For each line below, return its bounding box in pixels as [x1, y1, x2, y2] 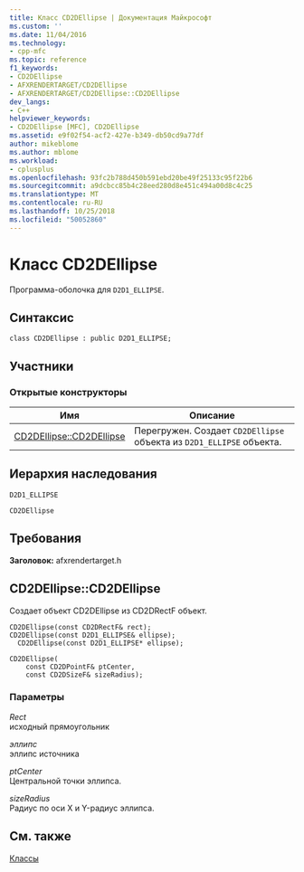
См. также [9, 829, 72, 844]
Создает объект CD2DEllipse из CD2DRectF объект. [9, 605, 208, 616]
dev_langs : [9, 97, 51, 107]
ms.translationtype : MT [9, 190, 100, 199]
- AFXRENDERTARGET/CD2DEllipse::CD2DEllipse [9, 89, 180, 98]
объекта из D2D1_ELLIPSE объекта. [134, 436, 282, 449]
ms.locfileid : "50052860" [9, 214, 107, 224]
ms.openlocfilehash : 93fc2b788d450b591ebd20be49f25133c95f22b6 [9, 173, 253, 182]
